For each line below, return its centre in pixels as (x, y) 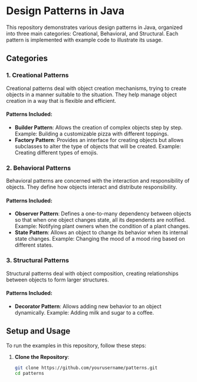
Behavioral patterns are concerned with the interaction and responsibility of (98, 181)
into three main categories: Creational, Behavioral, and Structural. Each (92, 33)
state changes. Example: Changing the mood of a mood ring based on (100, 239)
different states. (34, 245)
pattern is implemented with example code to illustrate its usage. (85, 40)
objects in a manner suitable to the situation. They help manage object (91, 94)
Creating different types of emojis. (56, 153)
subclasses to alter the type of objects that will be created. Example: (98, 146)
